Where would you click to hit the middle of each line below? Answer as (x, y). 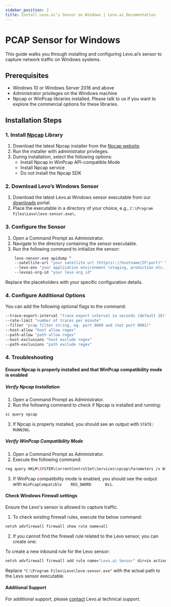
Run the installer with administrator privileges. (61, 151)
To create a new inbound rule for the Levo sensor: (58, 551)
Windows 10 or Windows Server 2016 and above (63, 88)
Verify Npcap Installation (33, 386)
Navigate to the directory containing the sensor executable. (75, 244)
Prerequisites (27, 75)
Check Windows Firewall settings (41, 496)
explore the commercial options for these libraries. (65, 104)
